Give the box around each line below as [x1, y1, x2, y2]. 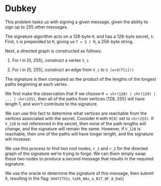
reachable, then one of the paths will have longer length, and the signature [5, 131, 154, 137]
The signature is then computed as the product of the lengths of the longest [5, 76, 156, 82]
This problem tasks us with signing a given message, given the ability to [5, 19, 148, 25]
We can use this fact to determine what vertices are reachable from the [5, 110, 147, 116]
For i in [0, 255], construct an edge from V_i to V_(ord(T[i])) [12, 66, 134, 73]
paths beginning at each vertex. [5, 81, 69, 87]
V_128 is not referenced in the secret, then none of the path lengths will [5, 121, 146, 126]
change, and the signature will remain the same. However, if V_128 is [5, 125, 141, 131]
